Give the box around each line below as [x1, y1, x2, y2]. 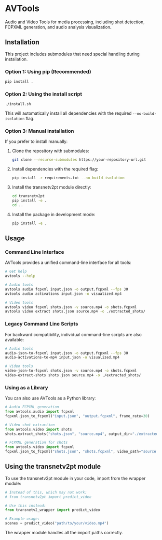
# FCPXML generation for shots [5, 440, 68, 445]
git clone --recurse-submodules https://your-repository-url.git [12, 157, 146, 162]
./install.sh [5, 102, 31, 107]
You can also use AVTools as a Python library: [5, 395, 96, 401]
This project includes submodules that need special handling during [5, 51, 140, 57]
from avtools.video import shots [5, 427, 72, 432]
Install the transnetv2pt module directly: [12, 185, 92, 190]
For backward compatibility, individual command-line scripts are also [5, 331, 142, 337]
